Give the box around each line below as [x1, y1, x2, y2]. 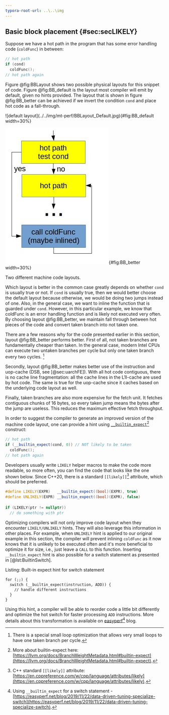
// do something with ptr [10, 510, 64, 516]
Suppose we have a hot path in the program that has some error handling [5, 41, 157, 47]
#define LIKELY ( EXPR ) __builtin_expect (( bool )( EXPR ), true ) [5, 489, 138, 494]
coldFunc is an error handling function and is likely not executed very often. [5, 311, 162, 317]
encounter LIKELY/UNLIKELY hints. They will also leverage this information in [5, 525, 161, 531]
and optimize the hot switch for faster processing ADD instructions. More [5, 611, 154, 617]
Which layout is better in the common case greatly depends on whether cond [5, 284, 164, 290]
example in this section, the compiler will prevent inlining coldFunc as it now [5, 535, 162, 541]
